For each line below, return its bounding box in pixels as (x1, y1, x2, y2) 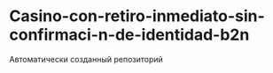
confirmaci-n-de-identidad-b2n (9, 25, 250, 45)
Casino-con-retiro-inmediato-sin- (9, 6, 266, 26)
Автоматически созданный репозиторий (9, 54, 164, 64)
